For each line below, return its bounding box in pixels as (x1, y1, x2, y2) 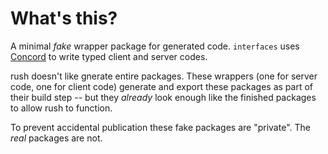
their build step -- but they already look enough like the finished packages (10, 91, 317, 103)
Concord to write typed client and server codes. (10, 50, 208, 62)
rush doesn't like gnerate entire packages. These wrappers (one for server (10, 70, 318, 82)
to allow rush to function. (10, 102, 113, 114)
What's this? (10, 7, 118, 30)
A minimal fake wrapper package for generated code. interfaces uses (10, 40, 300, 52)
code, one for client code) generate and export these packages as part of (10, 80, 313, 92)
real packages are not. (10, 132, 103, 144)
